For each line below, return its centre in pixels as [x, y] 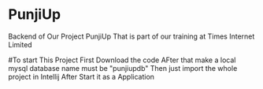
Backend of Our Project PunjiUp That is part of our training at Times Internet [131, 36]
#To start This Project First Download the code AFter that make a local [122, 60]
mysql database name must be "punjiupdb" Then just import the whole [123, 68]
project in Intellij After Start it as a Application [81, 76]
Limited [20, 44]
